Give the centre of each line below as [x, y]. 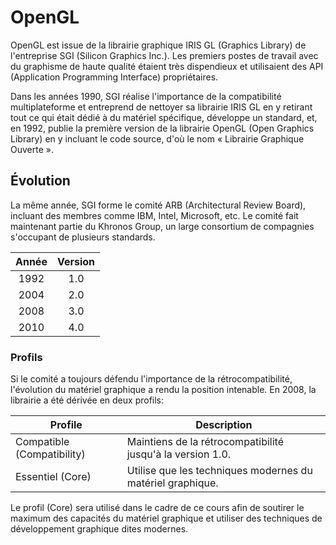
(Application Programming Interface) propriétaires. [114, 77]
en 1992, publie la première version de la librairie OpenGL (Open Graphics [162, 128]
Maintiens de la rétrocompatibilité [205, 442]
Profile [66, 425]
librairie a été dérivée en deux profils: [87, 400]
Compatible [42, 442]
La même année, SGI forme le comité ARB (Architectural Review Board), [158, 205]
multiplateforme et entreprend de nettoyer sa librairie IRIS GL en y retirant [161, 107]
